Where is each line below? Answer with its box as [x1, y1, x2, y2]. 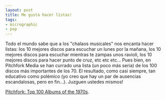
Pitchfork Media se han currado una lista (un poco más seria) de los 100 [5, 63, 157, 69]
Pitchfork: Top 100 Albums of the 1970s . [5, 89, 90, 95]
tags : [5, 17, 17, 22]
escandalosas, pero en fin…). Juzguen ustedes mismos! [5, 79, 123, 85]
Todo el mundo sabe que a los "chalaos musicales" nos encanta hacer [5, 41, 154, 47]
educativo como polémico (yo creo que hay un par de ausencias [5, 73, 141, 79]
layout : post [5, 7, 33, 13]
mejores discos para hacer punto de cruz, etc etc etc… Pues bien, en [5, 57, 151, 63]
